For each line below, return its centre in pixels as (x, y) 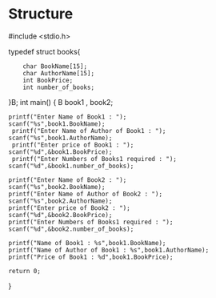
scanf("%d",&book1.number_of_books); (71, 166)
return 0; (25, 271)
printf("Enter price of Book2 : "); (69, 208)
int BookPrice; (48, 80)
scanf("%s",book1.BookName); (57, 124)
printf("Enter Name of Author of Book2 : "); (85, 194)
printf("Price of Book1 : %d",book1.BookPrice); (91, 257)
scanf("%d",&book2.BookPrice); (60, 215)
